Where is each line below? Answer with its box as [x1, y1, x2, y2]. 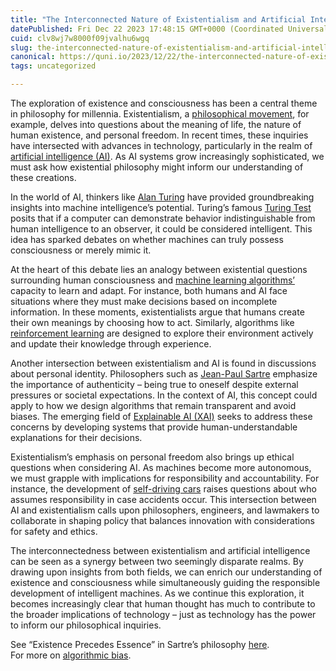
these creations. [10, 172, 77, 183]
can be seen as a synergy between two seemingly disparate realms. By [10, 556, 304, 567]
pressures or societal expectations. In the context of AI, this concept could [10, 389, 318, 401]
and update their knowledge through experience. [10, 338, 212, 350]
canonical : [10, 52, 56, 62]
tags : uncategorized [10, 61, 97, 71]
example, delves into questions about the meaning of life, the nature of [10, 119, 302, 130]
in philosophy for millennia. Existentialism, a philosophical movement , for [10, 108, 310, 120]
